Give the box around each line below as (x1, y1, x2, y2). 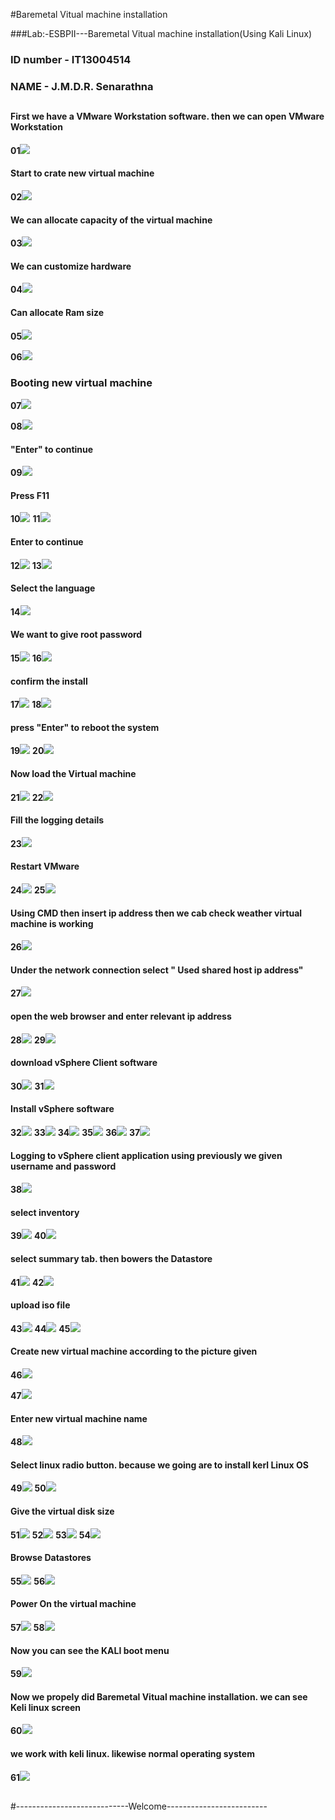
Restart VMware (10, 860, 80, 873)
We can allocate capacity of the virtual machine (10, 214, 213, 226)
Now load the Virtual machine (10, 767, 137, 779)
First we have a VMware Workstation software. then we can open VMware (10, 110, 325, 123)
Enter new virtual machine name (10, 1412, 148, 1424)
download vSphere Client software (10, 1057, 158, 1069)
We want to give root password (10, 629, 143, 641)
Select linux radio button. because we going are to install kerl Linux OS (10, 1459, 309, 1471)
